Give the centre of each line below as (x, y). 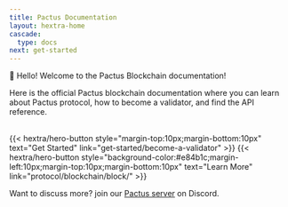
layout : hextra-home (48, 26)
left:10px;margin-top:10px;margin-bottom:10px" (96, 167)
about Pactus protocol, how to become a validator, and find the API (132, 102)
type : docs (37, 42)
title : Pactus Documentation (63, 17)
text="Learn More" (218, 167)
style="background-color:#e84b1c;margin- (160, 157)
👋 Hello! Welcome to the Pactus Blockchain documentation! (118, 76)
